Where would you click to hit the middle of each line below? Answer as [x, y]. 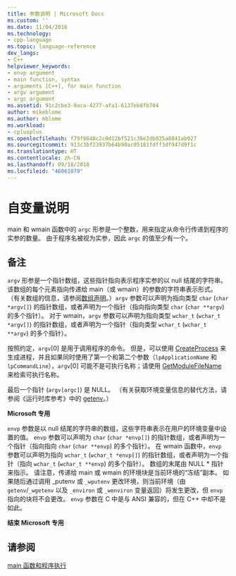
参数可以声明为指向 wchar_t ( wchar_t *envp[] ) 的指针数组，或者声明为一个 [115, 455]
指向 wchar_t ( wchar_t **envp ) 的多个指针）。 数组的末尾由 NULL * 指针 [122, 464]
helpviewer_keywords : [39, 66]
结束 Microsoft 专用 [36, 523]
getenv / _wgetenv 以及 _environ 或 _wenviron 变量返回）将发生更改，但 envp [115, 490]
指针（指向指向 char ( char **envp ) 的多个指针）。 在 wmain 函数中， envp [117, 446]
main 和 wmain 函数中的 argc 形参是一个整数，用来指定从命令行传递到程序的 [118, 229]
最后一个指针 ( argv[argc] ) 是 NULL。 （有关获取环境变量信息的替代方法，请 [117, 390]
